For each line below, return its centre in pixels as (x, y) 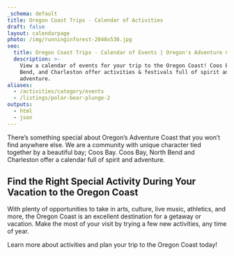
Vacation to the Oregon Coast (73, 193)
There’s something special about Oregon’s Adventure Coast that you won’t (114, 137)
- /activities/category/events (59, 91)
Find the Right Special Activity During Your (102, 182)
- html (23, 111)
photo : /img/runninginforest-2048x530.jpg (70, 40)
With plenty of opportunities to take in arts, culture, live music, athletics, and (117, 209)
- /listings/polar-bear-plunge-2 (62, 98)
